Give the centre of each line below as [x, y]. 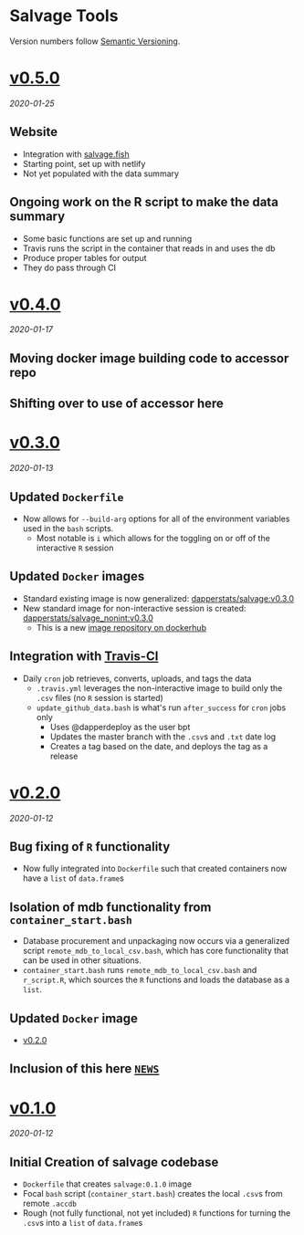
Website [33, 132]
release [64, 756]
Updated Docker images [77, 576]
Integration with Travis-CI [84, 657]
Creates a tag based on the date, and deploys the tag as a [159, 746]
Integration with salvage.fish [76, 154]
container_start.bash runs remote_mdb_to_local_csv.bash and [140, 970]
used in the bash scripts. [68, 528]
